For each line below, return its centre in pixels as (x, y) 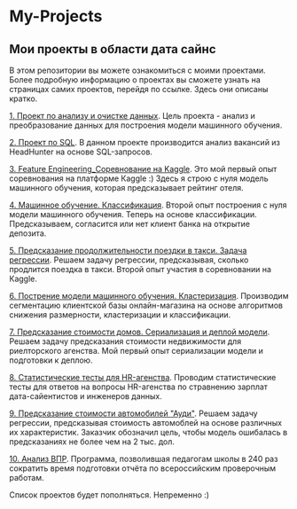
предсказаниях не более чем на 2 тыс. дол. (92, 442)
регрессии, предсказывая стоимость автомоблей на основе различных (145, 423)
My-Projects (56, 16)
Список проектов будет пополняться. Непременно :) (109, 495)
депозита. (28, 233)
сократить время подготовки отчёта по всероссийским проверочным (143, 468)
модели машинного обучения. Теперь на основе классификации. (133, 214)
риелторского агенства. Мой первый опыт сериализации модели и (136, 351)
